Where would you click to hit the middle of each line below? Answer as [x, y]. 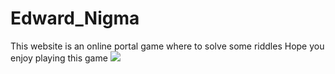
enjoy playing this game [59, 58]
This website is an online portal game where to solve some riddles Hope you [167, 46]
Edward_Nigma [75, 18]
